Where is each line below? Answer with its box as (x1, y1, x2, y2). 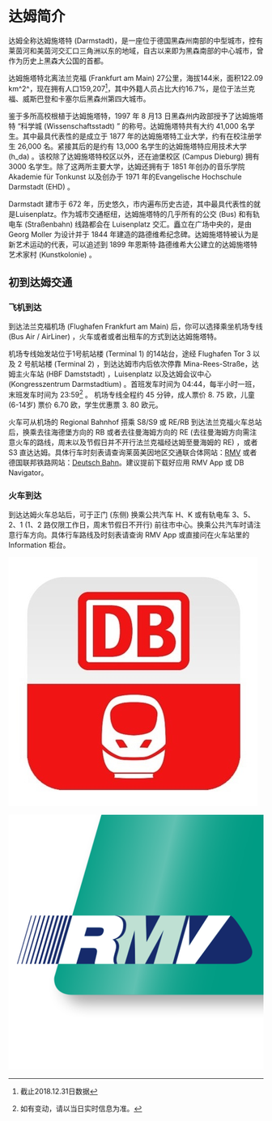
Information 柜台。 (8, 540, 70, 550)
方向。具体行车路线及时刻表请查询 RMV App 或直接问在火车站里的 (29, 530, 249, 540)
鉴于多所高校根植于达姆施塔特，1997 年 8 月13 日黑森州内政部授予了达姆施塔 (8, 111, 264, 121)
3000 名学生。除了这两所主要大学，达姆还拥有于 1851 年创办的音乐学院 (8, 161, 245, 171)
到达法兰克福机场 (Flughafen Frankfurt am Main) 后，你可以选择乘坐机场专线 (8, 321, 263, 332)
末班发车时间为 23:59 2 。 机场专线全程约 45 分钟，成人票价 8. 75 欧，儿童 (8, 389, 255, 399)
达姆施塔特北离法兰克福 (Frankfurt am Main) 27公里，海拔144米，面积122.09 (8, 73, 263, 83)
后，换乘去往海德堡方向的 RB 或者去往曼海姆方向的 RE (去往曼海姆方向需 (8, 427, 250, 437)
